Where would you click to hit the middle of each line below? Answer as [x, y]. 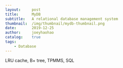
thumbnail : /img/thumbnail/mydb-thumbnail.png [55, 23]
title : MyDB [23, 14]
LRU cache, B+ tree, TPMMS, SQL [40, 60]
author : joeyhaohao [30, 33]
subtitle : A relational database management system [62, 19]
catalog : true [23, 37]
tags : [11, 42]
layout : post [23, 10]
